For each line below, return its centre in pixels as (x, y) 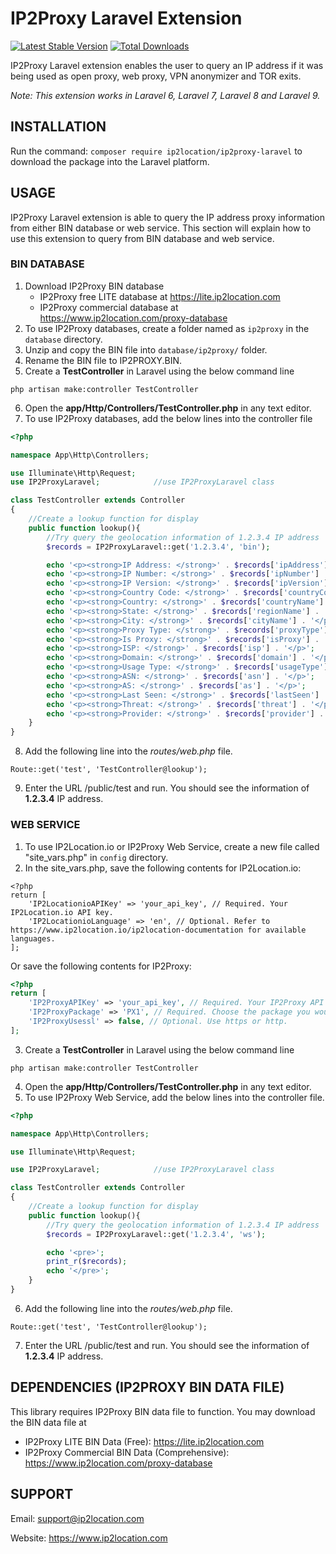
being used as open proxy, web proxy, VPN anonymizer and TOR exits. (156, 76)
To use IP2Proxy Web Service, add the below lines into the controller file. (174, 1097)
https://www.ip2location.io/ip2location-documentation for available (158, 930)
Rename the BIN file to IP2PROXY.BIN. (103, 360)
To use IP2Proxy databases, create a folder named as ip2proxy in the (167, 328)
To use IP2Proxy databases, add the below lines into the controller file (168, 418)
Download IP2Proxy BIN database (94, 286)
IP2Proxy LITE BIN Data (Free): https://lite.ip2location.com (144, 1441)
